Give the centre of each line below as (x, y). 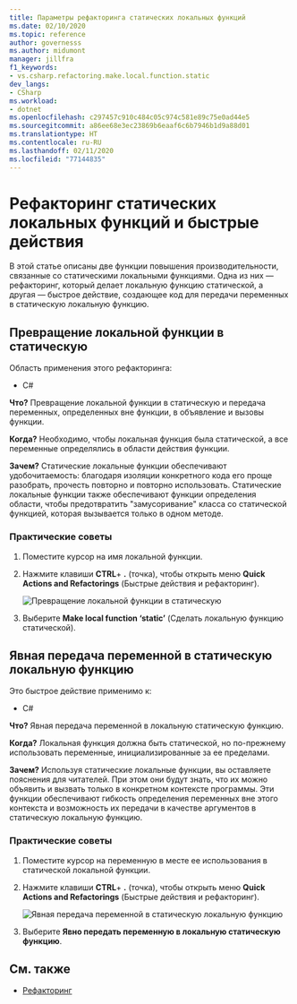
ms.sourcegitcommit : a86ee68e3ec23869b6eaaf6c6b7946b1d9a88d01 (130, 126)
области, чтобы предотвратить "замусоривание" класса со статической (148, 504)
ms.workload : (34, 101)
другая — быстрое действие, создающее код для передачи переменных (149, 295)
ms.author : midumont (48, 51)
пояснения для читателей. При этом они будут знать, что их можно (139, 779)
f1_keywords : (34, 68)
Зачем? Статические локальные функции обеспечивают (118, 466)
